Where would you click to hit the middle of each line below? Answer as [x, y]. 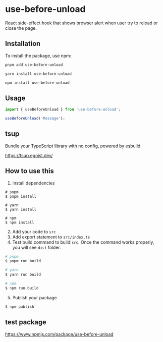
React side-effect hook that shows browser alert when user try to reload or [81, 23]
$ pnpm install [21, 196]
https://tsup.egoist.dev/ [29, 155]
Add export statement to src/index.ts [51, 237]
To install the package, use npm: [38, 56]
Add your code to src [34, 231]
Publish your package [34, 297]
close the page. [21, 28]
